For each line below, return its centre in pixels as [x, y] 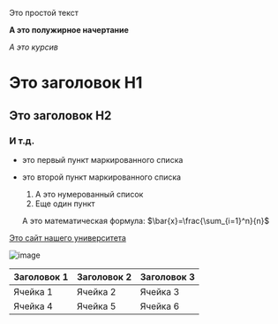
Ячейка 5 [96, 306]
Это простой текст [44, 13]
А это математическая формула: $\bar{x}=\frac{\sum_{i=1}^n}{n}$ [146, 220]
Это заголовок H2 [60, 116]
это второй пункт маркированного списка [101, 177]
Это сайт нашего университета [68, 237]
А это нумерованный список [89, 194]
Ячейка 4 [33, 306]
